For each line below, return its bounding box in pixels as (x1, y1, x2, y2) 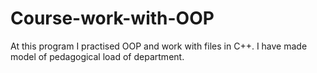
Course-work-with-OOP (10, 7, 215, 30)
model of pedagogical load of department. (10, 50, 185, 62)
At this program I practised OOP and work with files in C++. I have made (10, 40, 308, 52)
